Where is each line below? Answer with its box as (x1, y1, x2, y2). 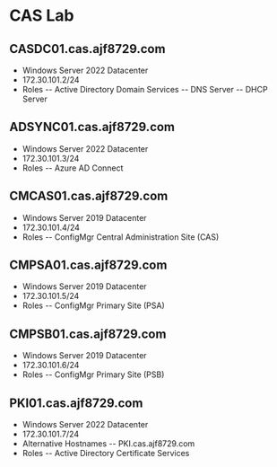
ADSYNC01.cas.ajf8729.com (9, 119, 176, 135)
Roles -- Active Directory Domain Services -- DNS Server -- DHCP (22, 84, 268, 94)
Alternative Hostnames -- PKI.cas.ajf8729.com (22, 438, 195, 449)
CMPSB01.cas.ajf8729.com (9, 326, 167, 341)
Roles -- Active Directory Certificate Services (22, 448, 190, 459)
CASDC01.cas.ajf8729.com (9, 41, 166, 57)
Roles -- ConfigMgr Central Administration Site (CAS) (22, 231, 220, 242)
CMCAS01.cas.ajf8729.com (9, 189, 169, 204)
